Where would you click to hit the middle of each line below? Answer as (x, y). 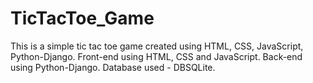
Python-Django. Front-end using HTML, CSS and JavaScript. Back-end (156, 56)
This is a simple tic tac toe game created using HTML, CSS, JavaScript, (157, 46)
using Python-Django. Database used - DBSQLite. (113, 67)
